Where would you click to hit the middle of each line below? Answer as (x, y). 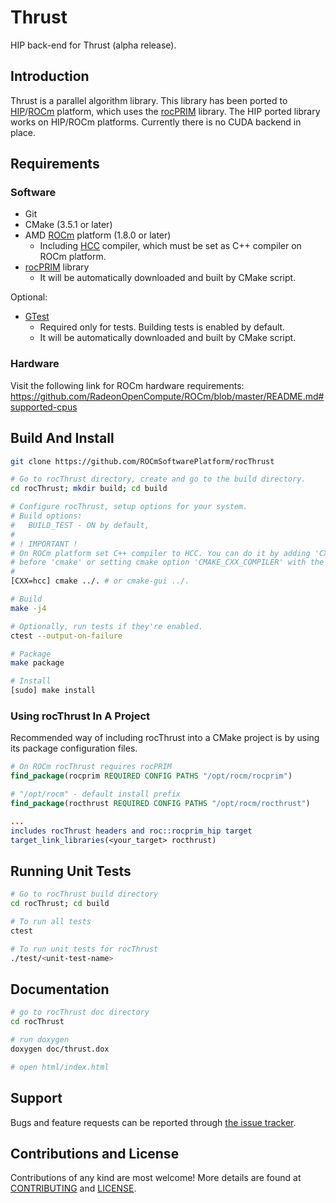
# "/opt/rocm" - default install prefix (96, 794)
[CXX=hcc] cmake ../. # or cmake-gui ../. (100, 581)
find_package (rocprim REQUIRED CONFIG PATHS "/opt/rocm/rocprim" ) (151, 776)
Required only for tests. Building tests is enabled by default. (162, 327)
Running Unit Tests (71, 871)
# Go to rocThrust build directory (84, 894)
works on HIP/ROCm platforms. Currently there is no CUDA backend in (156, 122)
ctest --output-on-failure (66, 636)
